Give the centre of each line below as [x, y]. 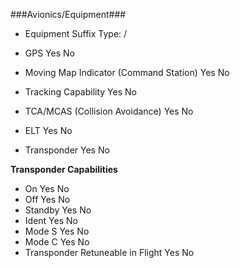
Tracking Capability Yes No [80, 92]
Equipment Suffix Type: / [76, 33]
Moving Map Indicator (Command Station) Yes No [127, 72]
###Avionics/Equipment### [68, 14]
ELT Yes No [48, 130]
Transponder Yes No [67, 150]
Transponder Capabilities [64, 169]
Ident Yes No [51, 220]
